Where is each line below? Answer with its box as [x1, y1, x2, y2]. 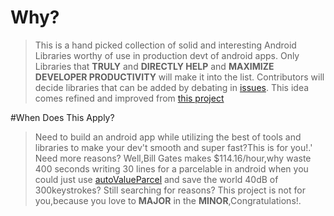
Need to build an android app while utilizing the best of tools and [34, 131, 302, 143]
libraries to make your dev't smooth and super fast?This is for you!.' [34, 141, 313, 153]
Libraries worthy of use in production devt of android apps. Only [34, 49, 300, 61]
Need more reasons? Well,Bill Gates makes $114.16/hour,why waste [34, 152, 312, 164]
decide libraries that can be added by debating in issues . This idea [34, 81, 310, 93]
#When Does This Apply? [10, 111, 115, 123]
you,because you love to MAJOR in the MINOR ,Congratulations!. [34, 194, 302, 206]
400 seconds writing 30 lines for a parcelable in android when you [34, 162, 309, 175]
